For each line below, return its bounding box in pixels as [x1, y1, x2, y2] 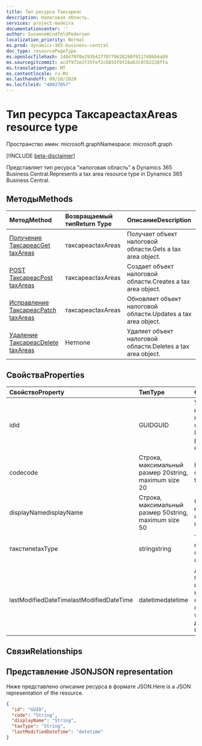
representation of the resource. [6, 689, 84, 697]
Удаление [9, 330, 38, 339]
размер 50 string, [138, 508, 188, 516]
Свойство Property [9, 388, 65, 396]
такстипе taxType [9, 544, 58, 552]
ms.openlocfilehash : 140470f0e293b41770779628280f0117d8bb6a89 [6, 54, 168, 60]
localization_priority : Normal [6, 37, 85, 43]
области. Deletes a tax [127, 342, 189, 350]
